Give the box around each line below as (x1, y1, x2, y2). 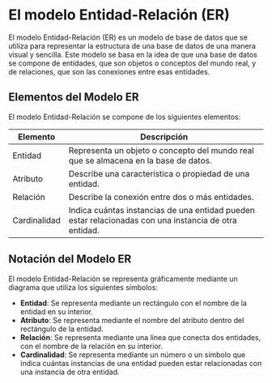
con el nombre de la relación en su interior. (19, 341, 164, 351)
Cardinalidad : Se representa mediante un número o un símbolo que (19, 350, 246, 360)
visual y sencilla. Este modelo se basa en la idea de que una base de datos (8, 49, 257, 59)
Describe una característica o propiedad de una (68, 168, 250, 179)
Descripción (140, 131, 189, 143)
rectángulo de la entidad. (19, 324, 104, 334)
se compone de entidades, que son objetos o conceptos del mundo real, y (8, 58, 257, 68)
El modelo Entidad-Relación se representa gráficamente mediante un (8, 274, 239, 283)
